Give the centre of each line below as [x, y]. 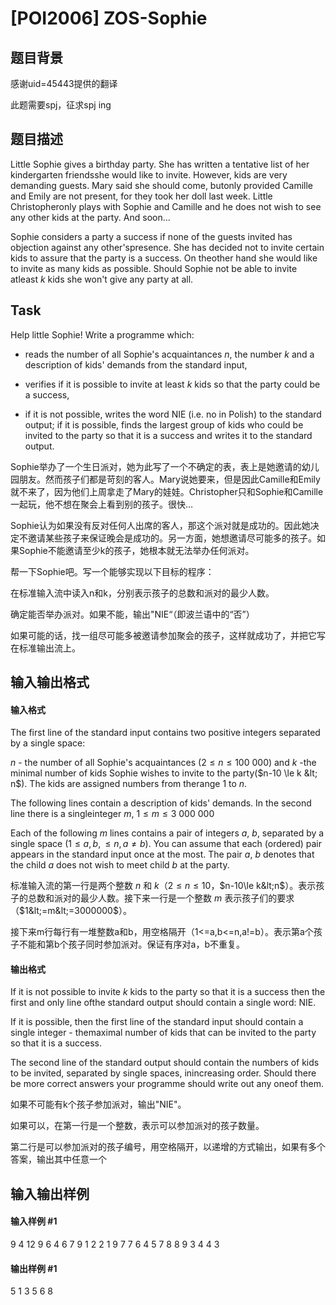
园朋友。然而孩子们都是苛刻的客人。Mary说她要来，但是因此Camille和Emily [165, 479]
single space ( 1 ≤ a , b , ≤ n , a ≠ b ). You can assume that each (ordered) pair [166, 844]
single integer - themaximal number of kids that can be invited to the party [163, 1033]
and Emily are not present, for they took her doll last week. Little [141, 196]
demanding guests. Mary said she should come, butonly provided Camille [162, 185]
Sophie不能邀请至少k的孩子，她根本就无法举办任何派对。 [136, 550]
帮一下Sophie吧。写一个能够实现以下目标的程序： [112, 571]
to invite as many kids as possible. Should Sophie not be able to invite [154, 268]
